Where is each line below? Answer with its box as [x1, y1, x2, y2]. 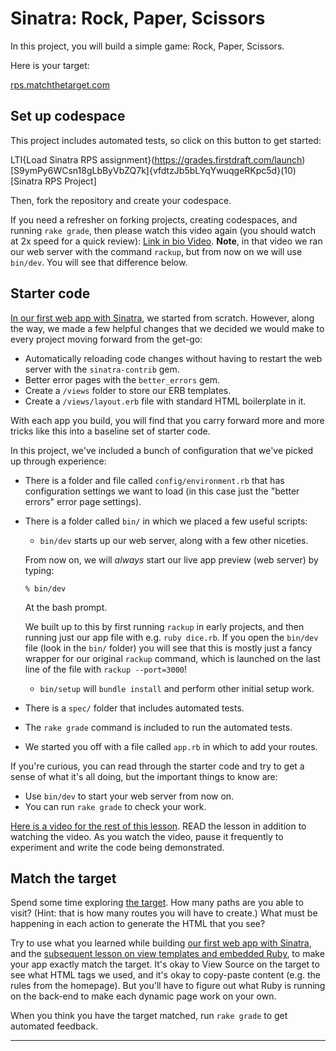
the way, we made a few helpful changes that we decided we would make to [10, 322, 325, 334]
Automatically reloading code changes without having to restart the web [24, 352, 323, 364]
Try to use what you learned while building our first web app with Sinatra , [10, 937, 312, 949]
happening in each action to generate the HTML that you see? [10, 918, 266, 930]
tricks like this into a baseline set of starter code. [10, 425, 211, 437]
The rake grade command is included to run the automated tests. [24, 721, 293, 733]
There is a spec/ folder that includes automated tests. [24, 702, 245, 714]
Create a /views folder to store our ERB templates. [24, 384, 232, 396]
